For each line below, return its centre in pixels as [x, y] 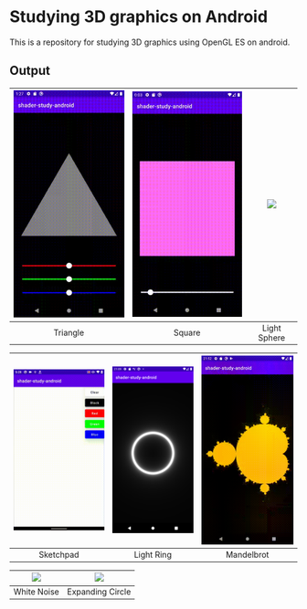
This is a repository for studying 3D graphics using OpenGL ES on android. [150, 42]
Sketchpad [59, 555]
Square [187, 332]
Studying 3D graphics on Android [138, 17]
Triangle [69, 332]
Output [30, 71]
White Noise [36, 592]
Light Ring [153, 555]
